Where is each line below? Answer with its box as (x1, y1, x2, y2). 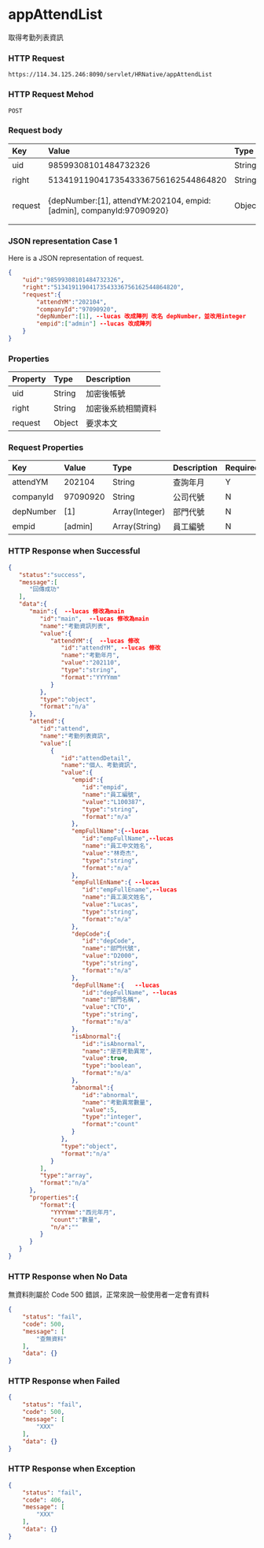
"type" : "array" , (39, 1172, 93, 1180)
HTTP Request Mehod (8, 89, 94, 100)
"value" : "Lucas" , (82, 901, 139, 909)
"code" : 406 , (22, 1496, 65, 1504)
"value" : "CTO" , (82, 1003, 132, 1011)
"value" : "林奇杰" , (82, 849, 139, 857)
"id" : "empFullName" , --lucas (82, 835, 174, 843)
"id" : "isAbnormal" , (82, 1040, 146, 1048)
